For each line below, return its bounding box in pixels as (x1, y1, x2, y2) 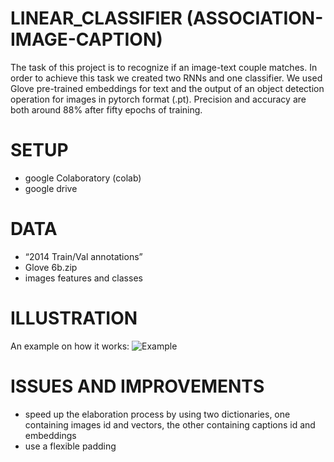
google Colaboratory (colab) (24, 172, 142, 184)
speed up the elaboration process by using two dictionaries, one (24, 408, 291, 420)
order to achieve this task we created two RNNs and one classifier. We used (10, 72, 323, 84)
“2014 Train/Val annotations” (24, 250, 143, 262)
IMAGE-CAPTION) (10, 28, 163, 51)
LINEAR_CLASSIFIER (10, 7, 183, 30)
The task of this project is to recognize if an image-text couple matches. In (10, 61, 318, 73)
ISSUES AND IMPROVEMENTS (10, 375, 265, 397)
